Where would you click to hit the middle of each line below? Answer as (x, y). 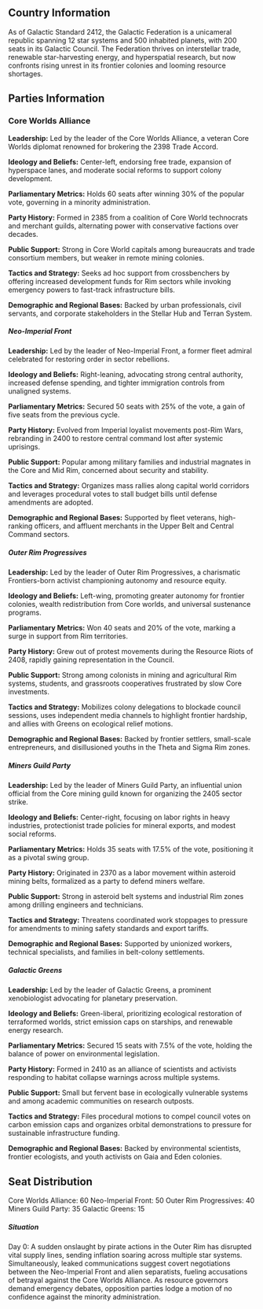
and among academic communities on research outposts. (101, 1101)
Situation (24, 1226)
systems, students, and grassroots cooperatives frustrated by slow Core (125, 683)
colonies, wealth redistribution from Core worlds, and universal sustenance (130, 605)
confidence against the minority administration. (84, 1297)
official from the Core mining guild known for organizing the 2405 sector (125, 793)
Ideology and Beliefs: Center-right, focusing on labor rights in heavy (119, 817)
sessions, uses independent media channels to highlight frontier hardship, (128, 716)
